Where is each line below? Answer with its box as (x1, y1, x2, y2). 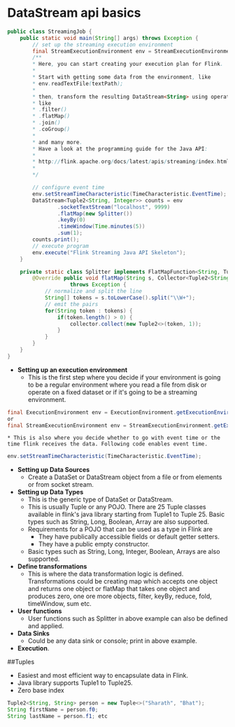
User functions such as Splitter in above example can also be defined (27, 614, 228, 623)
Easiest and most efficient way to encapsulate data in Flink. (17, 671, 189, 680)
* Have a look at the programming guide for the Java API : (32, 145, 208, 152)
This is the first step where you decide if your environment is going (27, 373, 221, 381)
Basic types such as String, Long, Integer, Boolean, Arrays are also (27, 548, 220, 556)
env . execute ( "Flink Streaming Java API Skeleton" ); (32, 249, 187, 256)
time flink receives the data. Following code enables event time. (7, 441, 208, 448)
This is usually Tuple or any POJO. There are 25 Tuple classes (27, 503, 206, 511)
